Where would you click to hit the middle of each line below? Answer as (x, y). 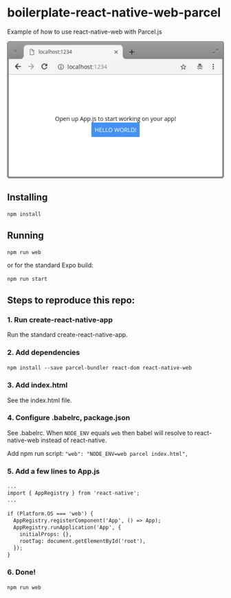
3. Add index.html (37, 385)
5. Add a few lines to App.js (54, 471)
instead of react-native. (74, 440)
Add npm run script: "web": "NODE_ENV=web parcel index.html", (98, 453)
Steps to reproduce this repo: (71, 300)
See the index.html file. (40, 400)
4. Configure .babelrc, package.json (69, 418)
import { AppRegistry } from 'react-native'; (73, 493)
